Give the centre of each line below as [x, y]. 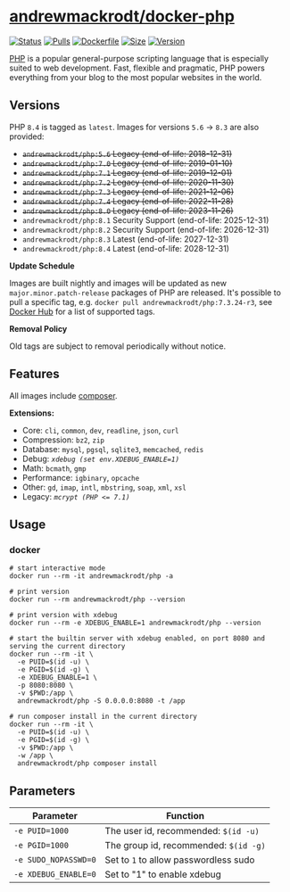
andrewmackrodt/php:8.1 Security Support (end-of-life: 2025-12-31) [145, 219]
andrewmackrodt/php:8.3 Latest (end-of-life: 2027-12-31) [125, 239]
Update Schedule [42, 266]
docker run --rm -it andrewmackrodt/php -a [91, 576]
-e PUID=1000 [41, 831]
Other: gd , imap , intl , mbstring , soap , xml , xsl [104, 487]
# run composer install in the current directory [104, 717]
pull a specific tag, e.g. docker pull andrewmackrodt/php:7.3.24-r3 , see [141, 301]
